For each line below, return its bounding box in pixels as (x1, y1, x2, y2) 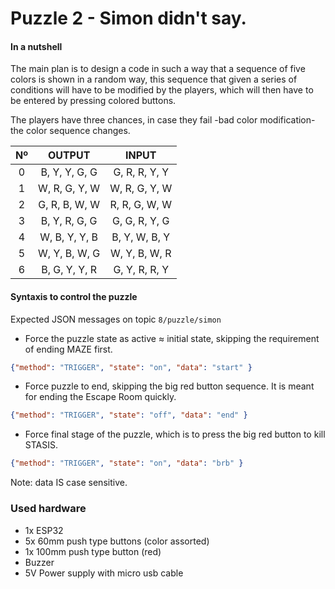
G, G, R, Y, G (112, 214, 170, 228)
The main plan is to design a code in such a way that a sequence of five (10, 63, 306, 75)
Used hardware (10, 502, 87, 516)
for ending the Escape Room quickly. (24, 391, 177, 403)
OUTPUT (47, 148, 91, 162)
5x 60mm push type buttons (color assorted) (24, 535, 210, 547)
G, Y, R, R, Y (113, 263, 170, 277)
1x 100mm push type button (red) (24, 545, 162, 557)
